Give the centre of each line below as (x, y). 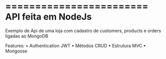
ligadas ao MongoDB (27, 36)
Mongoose (16, 51)
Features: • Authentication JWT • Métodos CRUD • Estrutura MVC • (76, 45)
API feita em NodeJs (48, 17)
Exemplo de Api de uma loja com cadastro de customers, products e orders (83, 30)
